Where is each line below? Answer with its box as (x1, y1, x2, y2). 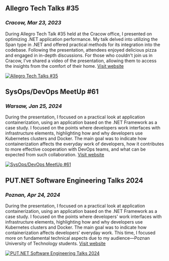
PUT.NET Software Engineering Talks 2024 (5, 176, 144, 185)
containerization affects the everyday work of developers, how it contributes (5, 141, 164, 147)
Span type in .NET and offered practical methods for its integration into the (5, 41, 160, 48)
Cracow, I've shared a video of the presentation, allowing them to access (5, 58, 157, 64)
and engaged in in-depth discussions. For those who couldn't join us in (5, 52, 153, 58)
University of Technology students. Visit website (5, 240, 106, 247)
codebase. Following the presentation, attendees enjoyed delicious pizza (5, 47, 157, 53)
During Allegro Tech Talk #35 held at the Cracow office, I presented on (5, 30, 152, 37)
